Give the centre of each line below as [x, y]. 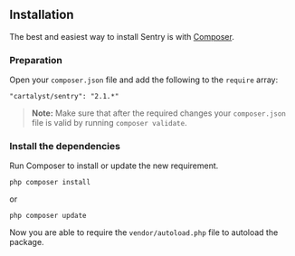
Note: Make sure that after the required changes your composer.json [159, 113]
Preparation [36, 60]
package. [27, 242]
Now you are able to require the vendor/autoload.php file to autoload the [144, 232]
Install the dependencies [65, 147]
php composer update [48, 216]
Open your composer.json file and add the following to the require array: [144, 80]
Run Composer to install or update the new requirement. [114, 166]
